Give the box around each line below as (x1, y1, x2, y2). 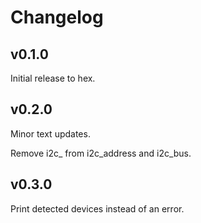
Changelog (10, 6, 104, 29)
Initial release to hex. (10, 72, 96, 84)
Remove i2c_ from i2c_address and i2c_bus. (10, 147, 192, 159)
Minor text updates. (10, 127, 91, 140)
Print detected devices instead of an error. (10, 202, 185, 215)
